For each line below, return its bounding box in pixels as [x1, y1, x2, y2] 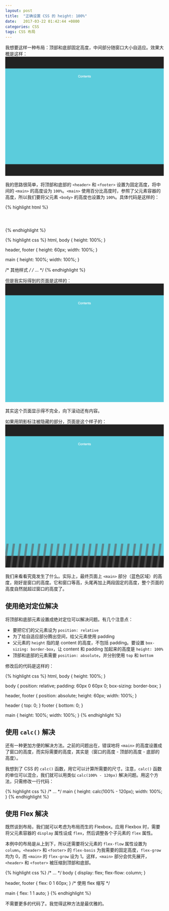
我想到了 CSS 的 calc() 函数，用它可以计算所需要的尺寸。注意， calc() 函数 [5, 765, 162, 771]
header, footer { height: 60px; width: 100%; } [5, 247, 98, 253]
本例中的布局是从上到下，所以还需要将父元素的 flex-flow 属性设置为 [5, 841, 147, 847]
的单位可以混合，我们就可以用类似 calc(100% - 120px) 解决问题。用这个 [5, 772, 154, 778]
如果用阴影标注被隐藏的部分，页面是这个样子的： [5, 418, 107, 424]
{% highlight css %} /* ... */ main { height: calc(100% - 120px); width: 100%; [5, 788, 162, 794]
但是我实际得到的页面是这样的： [5, 278, 71, 284]
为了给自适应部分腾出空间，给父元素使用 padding [12, 633, 115, 639]
